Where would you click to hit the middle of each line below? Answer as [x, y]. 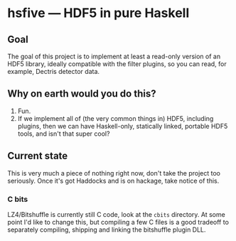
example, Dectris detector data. [54, 71]
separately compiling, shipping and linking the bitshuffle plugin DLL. [107, 230]
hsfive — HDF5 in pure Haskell [98, 13]
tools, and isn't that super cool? [64, 134]
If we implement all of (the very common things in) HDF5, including [116, 118]
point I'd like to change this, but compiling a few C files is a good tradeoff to [118, 222]
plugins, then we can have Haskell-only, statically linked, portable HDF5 [123, 126]
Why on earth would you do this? [82, 94]
